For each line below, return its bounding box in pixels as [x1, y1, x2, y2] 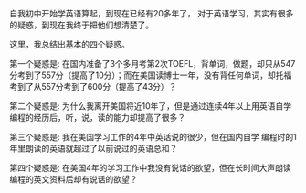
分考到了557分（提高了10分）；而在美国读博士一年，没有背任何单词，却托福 [9, 70, 292, 80]
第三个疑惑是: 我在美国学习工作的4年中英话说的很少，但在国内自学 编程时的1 [9, 132, 297, 142]
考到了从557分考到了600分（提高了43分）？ [9, 81, 177, 91]
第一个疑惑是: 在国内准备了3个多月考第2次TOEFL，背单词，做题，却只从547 [9, 59, 296, 69]
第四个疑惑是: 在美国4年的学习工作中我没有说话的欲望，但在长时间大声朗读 [9, 163, 292, 173]
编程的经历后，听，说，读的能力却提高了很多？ [9, 113, 185, 123]
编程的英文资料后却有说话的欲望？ [9, 174, 138, 185]
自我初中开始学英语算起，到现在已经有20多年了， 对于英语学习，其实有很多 [9, 8, 294, 18]
